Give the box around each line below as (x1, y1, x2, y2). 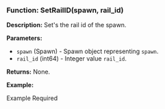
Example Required (6, 94, 58, 102)
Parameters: (6, 34, 42, 42)
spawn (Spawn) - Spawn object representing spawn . (16, 47, 159, 56)
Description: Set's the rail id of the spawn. (6, 21, 127, 29)
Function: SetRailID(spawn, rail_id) (6, 5, 124, 15)
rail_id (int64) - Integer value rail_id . (16, 54, 127, 63)
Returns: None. (6, 67, 51, 76)
